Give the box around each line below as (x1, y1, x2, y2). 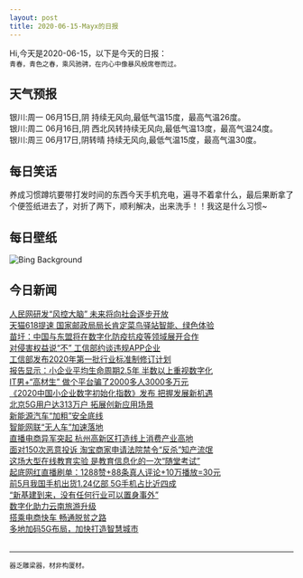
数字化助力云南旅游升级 (9, 500, 96, 511)
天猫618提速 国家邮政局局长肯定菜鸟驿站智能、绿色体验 (9, 319, 215, 330)
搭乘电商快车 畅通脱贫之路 (9, 512, 106, 523)
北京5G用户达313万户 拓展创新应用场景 (9, 399, 154, 410)
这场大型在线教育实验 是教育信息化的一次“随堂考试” (9, 455, 201, 466)
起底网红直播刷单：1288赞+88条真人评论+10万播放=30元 (9, 467, 221, 478)
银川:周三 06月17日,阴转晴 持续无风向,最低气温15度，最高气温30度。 (9, 135, 262, 146)
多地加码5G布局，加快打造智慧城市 (9, 523, 139, 534)
